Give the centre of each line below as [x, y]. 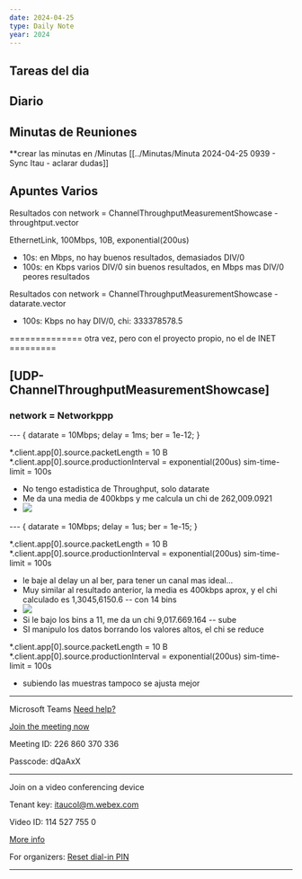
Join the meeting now [49, 727]
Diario [27, 101]
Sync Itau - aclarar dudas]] [59, 163]
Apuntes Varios [54, 191]
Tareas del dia [49, 71]
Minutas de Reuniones [73, 132]
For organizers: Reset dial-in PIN [69, 857]
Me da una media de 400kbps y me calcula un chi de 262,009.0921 [147, 499]
